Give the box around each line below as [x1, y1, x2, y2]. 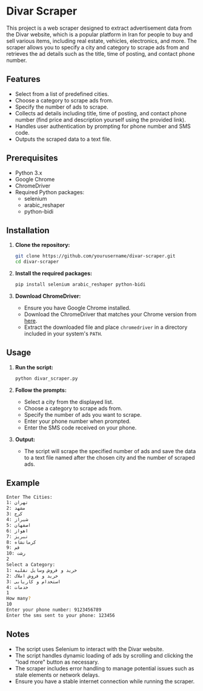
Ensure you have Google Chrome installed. [24, 305, 131, 311]
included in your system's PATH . [24, 330, 102, 337]
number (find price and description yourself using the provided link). [15, 116, 186, 123]
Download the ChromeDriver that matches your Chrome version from [24, 311, 197, 318]
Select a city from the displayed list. [24, 398, 114, 405]
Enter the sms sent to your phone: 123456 [6, 612, 115, 618]
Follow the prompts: [15, 386, 67, 394]
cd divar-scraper [15, 259, 59, 265]
